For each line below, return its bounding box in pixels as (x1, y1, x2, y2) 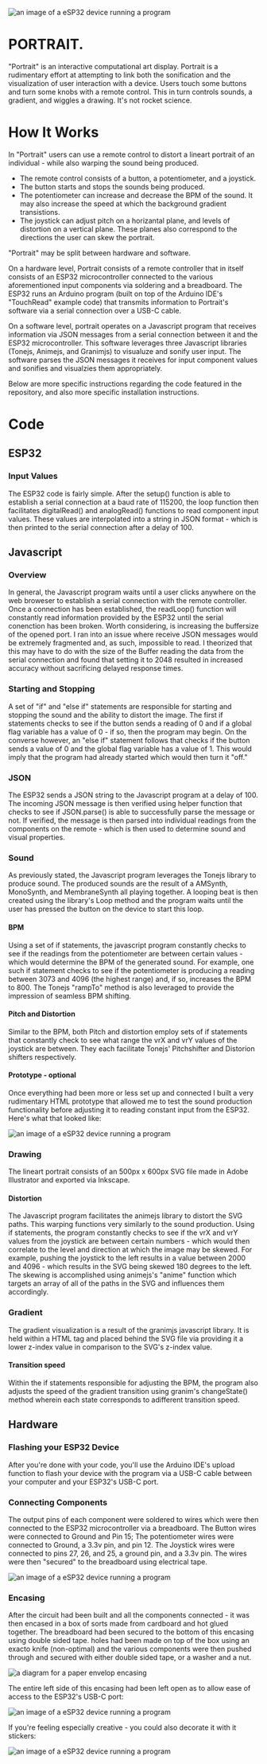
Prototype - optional (8, 1070, 77, 1080)
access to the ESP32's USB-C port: (8, 1692, 124, 1702)
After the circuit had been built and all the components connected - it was (8, 1610, 250, 1620)
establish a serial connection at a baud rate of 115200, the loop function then (8, 497, 259, 507)
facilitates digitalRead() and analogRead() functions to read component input (8, 505, 259, 515)
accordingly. (8, 1287, 49, 1297)
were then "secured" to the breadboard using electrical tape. (8, 1556, 208, 1567)
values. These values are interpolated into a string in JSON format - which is (8, 514, 258, 524)
